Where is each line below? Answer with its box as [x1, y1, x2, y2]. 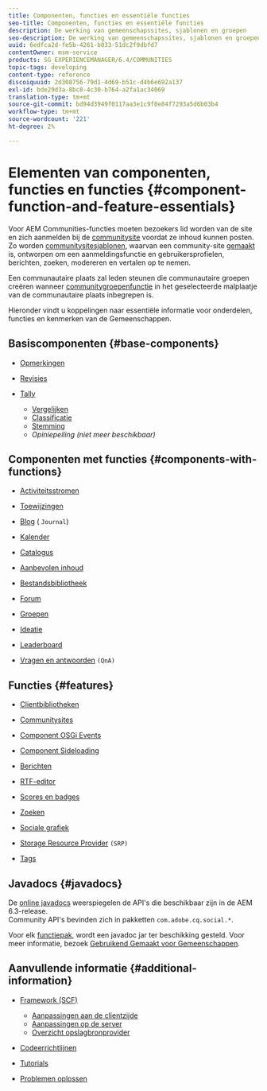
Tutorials [19, 1058, 49, 1068]
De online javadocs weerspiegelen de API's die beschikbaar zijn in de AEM [8, 898, 253, 907]
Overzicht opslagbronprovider [31, 1027, 130, 1037]
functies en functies [8, 181, 145, 199]
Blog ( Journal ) [19, 517, 69, 526]
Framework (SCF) [19, 995, 78, 1004]
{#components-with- [149, 452, 257, 466]
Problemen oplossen [19, 1074, 87, 1083]
